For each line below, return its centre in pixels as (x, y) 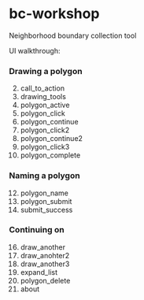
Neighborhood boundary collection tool (73, 35)
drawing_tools (43, 97)
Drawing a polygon (46, 71)
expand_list (39, 272)
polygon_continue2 (52, 139)
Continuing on (37, 230)
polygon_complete (50, 155)
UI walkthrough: (35, 50)
